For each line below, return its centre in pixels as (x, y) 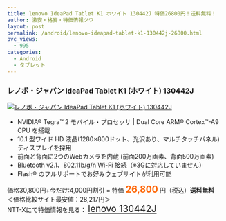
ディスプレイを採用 (44, 148)
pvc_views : (23, 39)
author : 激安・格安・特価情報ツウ (50, 20)
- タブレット (30, 65)
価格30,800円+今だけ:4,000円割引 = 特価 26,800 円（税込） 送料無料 (111, 189)
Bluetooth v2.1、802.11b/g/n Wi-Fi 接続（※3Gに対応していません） (111, 165)
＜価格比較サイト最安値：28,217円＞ (59, 199)
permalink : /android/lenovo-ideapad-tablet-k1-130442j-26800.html (105, 33)
